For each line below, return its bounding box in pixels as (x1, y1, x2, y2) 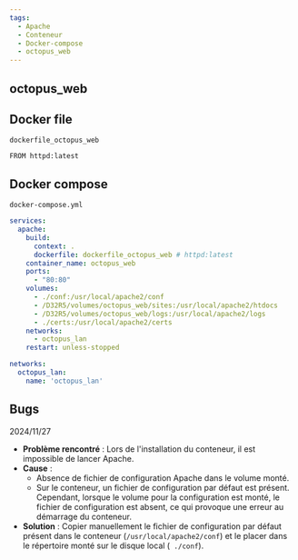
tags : (9, 13, 30, 23)
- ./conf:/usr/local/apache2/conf (33, 293, 165, 302)
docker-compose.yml (9, 201, 84, 210)
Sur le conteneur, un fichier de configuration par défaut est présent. (35, 482, 290, 493)
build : (25, 233, 51, 242)
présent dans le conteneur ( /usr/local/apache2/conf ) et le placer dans (22, 530, 288, 541)
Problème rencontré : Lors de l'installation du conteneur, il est (22, 443, 256, 455)
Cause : (22, 463, 53, 474)
